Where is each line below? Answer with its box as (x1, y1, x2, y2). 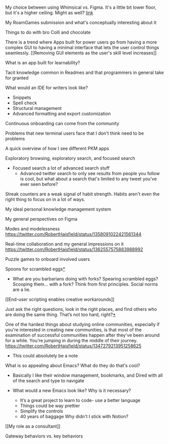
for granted (5, 75, 29, 80)
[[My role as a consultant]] (5, 423, 61, 429)
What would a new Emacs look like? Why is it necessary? (12, 387, 131, 393)
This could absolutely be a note (12, 353, 78, 358)
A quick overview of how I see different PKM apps (5, 145, 109, 151)
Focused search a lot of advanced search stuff (12, 165, 110, 171)
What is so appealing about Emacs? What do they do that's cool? (5, 362, 140, 369)
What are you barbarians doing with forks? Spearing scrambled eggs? (12, 276, 158, 281)
